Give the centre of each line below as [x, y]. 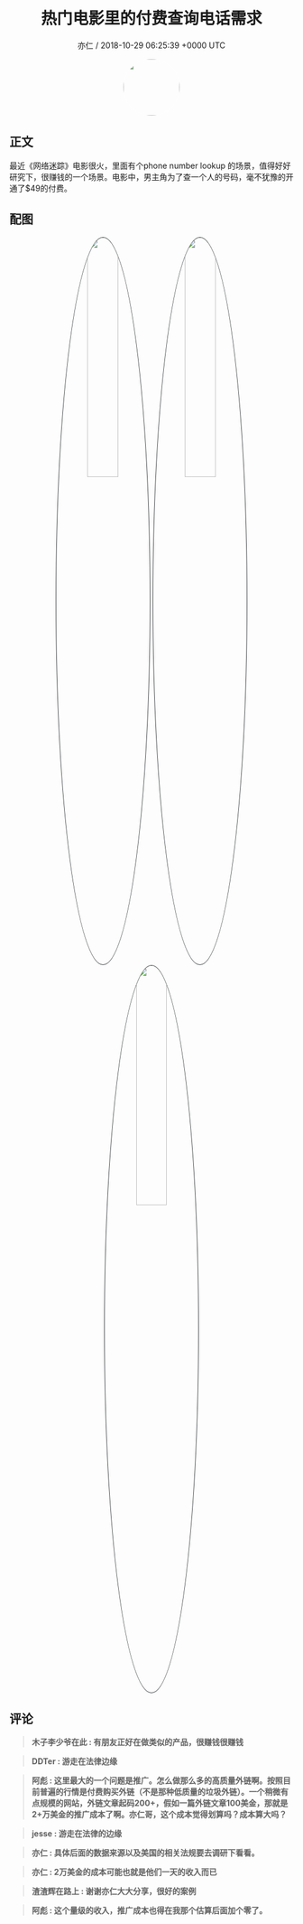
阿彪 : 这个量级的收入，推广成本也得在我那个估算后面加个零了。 [149, 1910]
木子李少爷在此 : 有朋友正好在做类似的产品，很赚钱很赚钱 [138, 1742]
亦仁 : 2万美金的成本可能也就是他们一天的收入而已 [124, 1872]
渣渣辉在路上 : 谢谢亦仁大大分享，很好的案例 [114, 1891]
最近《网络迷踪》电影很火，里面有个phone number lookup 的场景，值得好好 [150, 165]
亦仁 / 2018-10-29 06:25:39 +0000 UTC [151, 45]
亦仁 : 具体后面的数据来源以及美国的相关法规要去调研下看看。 [145, 1853]
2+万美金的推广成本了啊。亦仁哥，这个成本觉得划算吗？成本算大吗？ [159, 1815]
